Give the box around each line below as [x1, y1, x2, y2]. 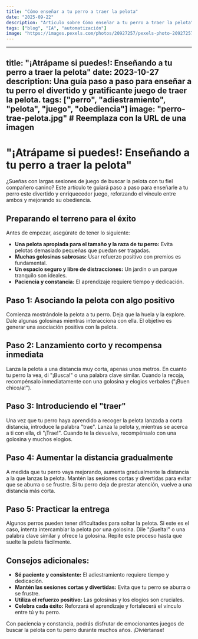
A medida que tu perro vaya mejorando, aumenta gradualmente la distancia [6, 468, 190, 475]
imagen [6, 122, 34, 133]
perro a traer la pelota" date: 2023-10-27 [6, 67, 159, 77]
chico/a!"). [6, 384, 32, 391]
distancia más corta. [6, 487, 56, 494]
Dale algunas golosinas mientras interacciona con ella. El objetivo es [6, 317, 172, 325]
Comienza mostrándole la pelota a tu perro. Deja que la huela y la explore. [6, 311, 186, 318]
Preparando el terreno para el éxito [6, 213, 137, 224]
